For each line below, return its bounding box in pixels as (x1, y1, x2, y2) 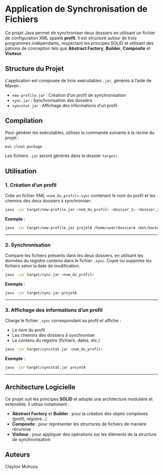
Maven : (5, 83, 21, 89)
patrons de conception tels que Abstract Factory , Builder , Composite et (5, 45, 151, 51)
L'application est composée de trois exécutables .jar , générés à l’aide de (5, 77, 152, 83)
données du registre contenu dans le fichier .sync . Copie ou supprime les (5, 258, 152, 264)
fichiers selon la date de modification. (5, 263, 81, 269)
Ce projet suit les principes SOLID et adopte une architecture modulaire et (5, 396, 153, 402)
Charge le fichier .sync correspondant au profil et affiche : (5, 318, 121, 324)
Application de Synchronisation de (5, 3, 148, 15)
